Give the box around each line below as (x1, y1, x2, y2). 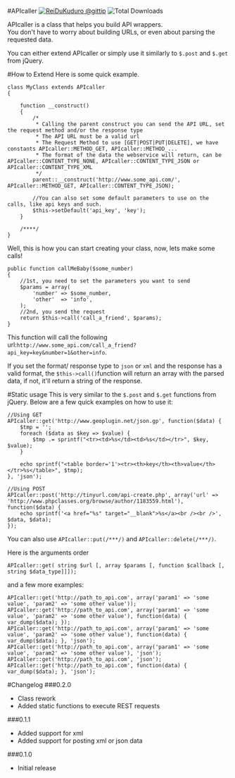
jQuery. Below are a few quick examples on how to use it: (7, 398, 174, 406)
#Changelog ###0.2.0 (7, 681, 72, 689)
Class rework (17, 694, 56, 703)
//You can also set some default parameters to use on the (32, 194, 210, 202)
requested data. (7, 35, 53, 44)
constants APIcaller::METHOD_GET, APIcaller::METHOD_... (7, 145, 178, 152)
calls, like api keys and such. (7, 201, 102, 208)
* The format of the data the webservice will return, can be (35, 152, 222, 159)
